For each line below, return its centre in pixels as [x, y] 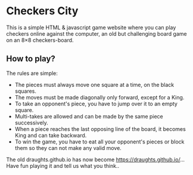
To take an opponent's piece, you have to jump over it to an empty [96, 104]
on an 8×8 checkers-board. [40, 40]
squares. [26, 91]
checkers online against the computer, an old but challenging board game [96, 33]
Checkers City [42, 11]
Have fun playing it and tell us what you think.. [63, 165]
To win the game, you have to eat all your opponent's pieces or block [99, 142]
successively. [32, 123]
